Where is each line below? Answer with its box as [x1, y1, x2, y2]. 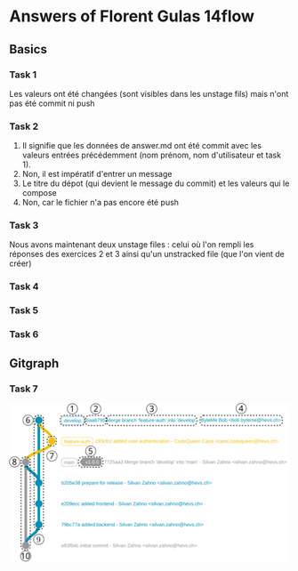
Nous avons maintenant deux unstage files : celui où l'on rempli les [9, 239, 254, 250]
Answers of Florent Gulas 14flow [9, 6, 255, 27]
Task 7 [9, 382, 38, 395]
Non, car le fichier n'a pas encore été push [21, 197, 180, 208]
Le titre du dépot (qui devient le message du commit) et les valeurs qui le [21, 178, 290, 189]
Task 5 [9, 304, 38, 317]
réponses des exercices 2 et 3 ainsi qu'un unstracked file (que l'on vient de [9, 249, 285, 260]
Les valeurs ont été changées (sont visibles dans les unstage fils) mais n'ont [9, 88, 289, 99]
